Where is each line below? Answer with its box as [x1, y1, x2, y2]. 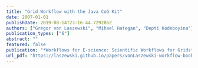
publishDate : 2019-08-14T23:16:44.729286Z [6, 20, 112, 25]
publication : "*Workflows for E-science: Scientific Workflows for [6, 47, 176, 53]
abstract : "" [6, 36, 38, 42]
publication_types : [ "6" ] [6, 31, 70, 37]
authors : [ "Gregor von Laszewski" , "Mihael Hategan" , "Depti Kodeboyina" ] [6, 25, 194, 31]
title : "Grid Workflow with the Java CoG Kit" [6, 8, 123, 15]
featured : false [6, 42, 46, 48]
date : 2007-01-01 [6, 14, 49, 20]
